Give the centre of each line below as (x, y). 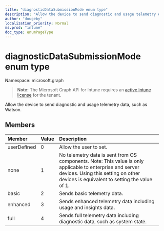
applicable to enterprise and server (99, 167)
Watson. (13, 109)
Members (20, 125)
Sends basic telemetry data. (91, 193)
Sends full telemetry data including (99, 215)
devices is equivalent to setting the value (106, 179)
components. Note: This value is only (101, 161)
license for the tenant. (39, 95)
